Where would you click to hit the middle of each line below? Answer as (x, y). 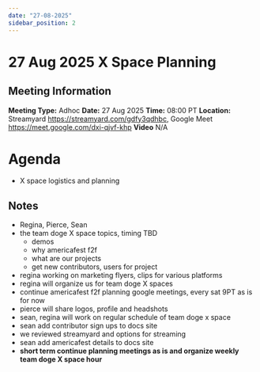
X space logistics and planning (70, 181)
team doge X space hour (61, 359)
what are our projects (66, 259)
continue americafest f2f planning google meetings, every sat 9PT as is (136, 292)
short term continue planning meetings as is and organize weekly (129, 351)
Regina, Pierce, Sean (53, 225)
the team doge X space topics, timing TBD (89, 233)
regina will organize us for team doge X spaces (96, 284)
